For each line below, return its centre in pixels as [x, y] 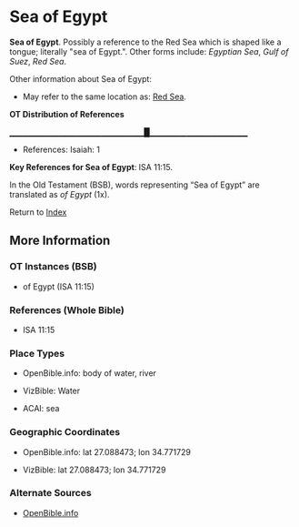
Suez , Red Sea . [38, 61]
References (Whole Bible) [67, 309]
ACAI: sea [41, 409]
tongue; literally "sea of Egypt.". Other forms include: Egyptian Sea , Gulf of [149, 51]
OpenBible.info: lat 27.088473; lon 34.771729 [106, 451]
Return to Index [38, 212]
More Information [60, 241]
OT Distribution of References [67, 114]
